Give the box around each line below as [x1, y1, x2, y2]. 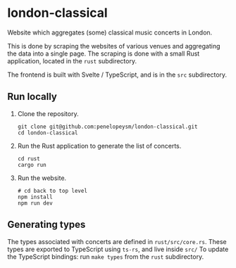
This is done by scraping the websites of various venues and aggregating [7, 42, 221, 50]
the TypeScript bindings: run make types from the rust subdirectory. [7, 252, 204, 261]
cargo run [17, 161, 47, 168]
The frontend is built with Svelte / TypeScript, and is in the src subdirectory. [7, 70, 228, 79]
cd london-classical [17, 129, 78, 136]
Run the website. [17, 174, 67, 182]
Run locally [7, 91, 58, 103]
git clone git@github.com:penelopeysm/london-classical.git [17, 123, 198, 130]
